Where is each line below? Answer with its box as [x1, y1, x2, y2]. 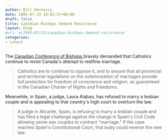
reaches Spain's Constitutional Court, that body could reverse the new [17, 124, 162, 130]
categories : [5, 35, 30, 40]
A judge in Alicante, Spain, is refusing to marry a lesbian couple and [17, 108, 157, 114]
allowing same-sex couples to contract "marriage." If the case [17, 119, 145, 125]
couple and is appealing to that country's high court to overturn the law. [5, 99, 153, 105]
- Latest [5, 40, 23, 45]
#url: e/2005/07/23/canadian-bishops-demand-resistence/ [5, 30, 126, 35]
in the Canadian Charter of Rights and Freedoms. [17, 84, 118, 90]
